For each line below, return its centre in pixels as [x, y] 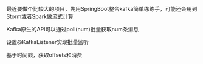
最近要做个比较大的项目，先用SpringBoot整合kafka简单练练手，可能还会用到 [102, 9]
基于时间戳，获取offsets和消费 [44, 55]
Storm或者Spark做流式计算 [40, 16]
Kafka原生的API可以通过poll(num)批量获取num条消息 [72, 29]
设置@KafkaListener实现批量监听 [48, 42]
